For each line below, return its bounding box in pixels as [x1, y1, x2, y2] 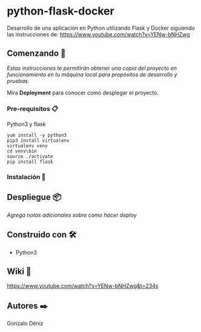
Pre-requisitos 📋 [7, 104, 58, 113]
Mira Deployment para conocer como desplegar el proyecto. [7, 89, 159, 96]
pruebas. [7, 77, 30, 84]
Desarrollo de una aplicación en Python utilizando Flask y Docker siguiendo [7, 24, 196, 32]
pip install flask [7, 159, 53, 165]
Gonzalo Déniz [7, 320, 44, 327]
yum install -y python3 [7, 132, 67, 139]
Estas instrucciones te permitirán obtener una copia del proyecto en [7, 64, 177, 71]
